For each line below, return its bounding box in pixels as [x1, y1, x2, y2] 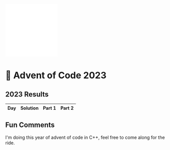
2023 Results [5, 90, 49, 98]
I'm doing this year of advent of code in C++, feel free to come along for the [5, 134, 165, 140]
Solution [20, 105, 39, 111]
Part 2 [60, 105, 74, 111]
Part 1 [42, 105, 56, 111]
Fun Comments [5, 121, 55, 130]
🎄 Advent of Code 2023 [5, 70, 107, 81]
